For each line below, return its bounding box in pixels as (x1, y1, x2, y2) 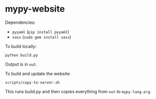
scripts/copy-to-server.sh (5, 80, 60, 85)
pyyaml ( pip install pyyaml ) (12, 29, 69, 34)
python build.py (5, 52, 38, 58)
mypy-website (5, 3, 65, 15)
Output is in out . (5, 61, 38, 67)
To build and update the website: (5, 70, 71, 76)
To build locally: (5, 43, 37, 49)
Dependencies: (5, 19, 36, 25)
